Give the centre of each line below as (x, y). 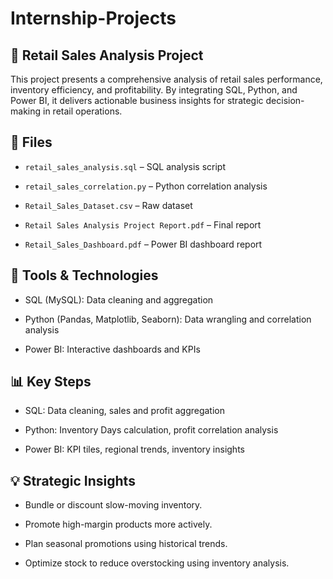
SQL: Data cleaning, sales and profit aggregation (125, 411)
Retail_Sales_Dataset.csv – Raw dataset (108, 205)
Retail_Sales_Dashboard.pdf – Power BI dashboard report (143, 244)
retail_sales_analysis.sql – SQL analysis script (125, 166)
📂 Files (31, 142)
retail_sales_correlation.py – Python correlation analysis (146, 186)
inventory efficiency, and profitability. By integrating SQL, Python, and (154, 90)
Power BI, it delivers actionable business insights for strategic (137, 100)
